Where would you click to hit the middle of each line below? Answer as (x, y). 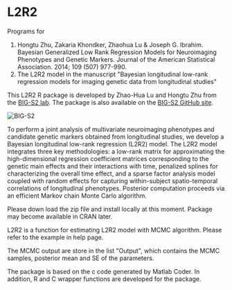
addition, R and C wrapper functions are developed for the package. (105, 279)
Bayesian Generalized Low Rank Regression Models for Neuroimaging (117, 52)
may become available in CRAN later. (60, 216)
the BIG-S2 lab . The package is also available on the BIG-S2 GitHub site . (110, 102)
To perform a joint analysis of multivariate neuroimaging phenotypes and (111, 129)
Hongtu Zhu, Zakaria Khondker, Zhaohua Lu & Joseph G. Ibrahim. (110, 44)
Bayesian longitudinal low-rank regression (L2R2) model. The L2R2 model (112, 144)
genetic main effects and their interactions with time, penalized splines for (113, 166)
